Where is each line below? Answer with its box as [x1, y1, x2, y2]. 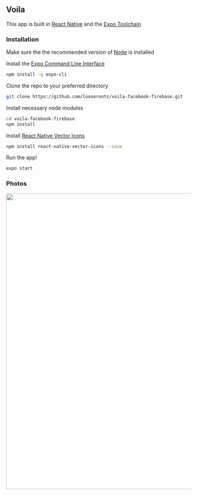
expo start [6, 166, 33, 172]
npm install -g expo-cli [6, 72, 67, 77]
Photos [6, 180, 27, 188]
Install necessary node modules [6, 104, 84, 111]
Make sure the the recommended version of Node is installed [6, 48, 154, 56]
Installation [6, 35, 39, 43]
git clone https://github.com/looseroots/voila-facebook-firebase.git [6, 93, 183, 99]
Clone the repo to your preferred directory [6, 82, 108, 89]
